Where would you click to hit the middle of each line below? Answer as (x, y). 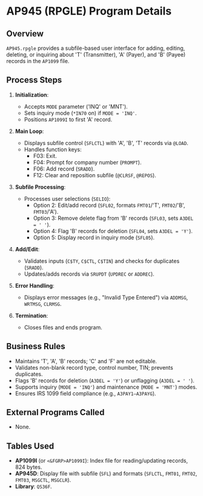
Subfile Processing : (40, 187)
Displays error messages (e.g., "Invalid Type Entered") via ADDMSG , (106, 297)
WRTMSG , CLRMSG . (43, 304)
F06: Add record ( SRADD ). (64, 169)
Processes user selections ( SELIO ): (67, 199)
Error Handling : (35, 285)
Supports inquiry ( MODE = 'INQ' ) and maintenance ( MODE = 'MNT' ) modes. (106, 387)
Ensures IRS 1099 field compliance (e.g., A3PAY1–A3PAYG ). (85, 393)
